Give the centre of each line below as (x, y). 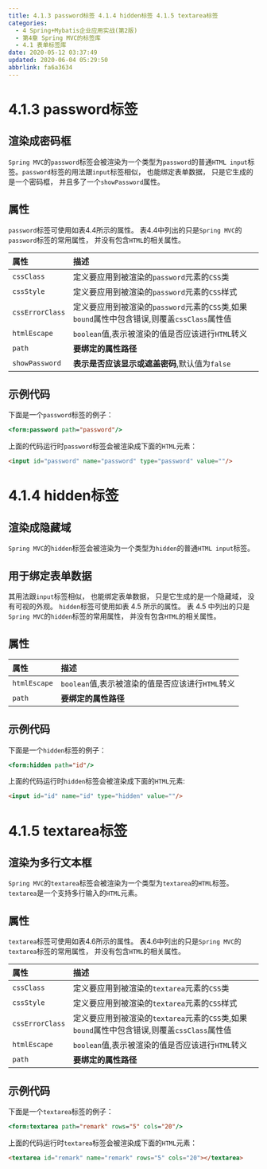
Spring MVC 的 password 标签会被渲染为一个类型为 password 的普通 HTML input (128, 162)
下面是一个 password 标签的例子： (61, 415)
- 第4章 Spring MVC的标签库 (58, 38)
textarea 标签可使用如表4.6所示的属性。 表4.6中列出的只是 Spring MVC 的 (125, 941)
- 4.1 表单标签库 (41, 45)
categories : (28, 23)
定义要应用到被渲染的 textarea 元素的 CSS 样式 (155, 1003)
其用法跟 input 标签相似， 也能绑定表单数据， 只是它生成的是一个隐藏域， (127, 596)
